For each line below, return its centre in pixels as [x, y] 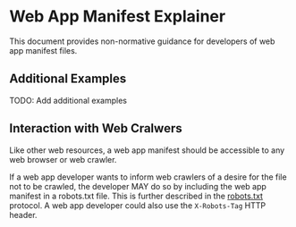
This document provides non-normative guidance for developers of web [142, 41]
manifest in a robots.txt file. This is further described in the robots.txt [136, 196]
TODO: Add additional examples [68, 100]
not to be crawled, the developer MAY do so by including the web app [138, 186]
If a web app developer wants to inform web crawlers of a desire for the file [148, 177]
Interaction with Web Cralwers [96, 128]
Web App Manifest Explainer [118, 17]
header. [23, 214]
